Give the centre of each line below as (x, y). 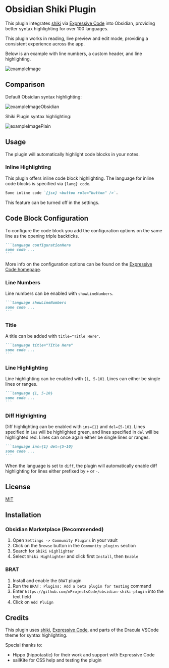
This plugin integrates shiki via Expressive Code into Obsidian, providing (80, 23)
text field (22, 596)
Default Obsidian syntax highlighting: (44, 96)
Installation (23, 515)
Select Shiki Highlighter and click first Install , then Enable (75, 556)
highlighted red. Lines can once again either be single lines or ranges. (78, 437)
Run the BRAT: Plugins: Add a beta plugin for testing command (82, 586)
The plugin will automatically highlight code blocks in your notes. (73, 154)
